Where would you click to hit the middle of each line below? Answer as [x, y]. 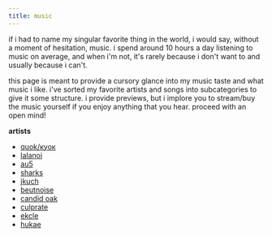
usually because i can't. [48, 65]
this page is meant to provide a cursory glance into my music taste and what [136, 80]
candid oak [39, 198]
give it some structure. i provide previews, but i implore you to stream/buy [132, 97]
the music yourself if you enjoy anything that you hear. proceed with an [127, 106]
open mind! [27, 115]
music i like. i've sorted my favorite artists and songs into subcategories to [133, 89]
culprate [34, 207]
